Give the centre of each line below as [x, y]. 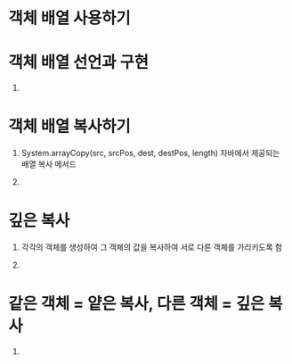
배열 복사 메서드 [49, 164]
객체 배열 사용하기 [69, 18]
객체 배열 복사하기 [69, 127]
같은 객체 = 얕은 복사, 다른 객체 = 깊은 [137, 304]
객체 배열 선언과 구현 [78, 62]
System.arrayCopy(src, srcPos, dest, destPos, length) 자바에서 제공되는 [150, 153]
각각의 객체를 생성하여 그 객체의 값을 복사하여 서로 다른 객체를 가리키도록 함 [152, 247]
